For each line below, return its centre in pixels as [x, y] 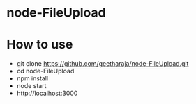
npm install [32, 78]
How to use [40, 45]
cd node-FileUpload [45, 71]
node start [31, 86]
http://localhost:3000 [47, 93]
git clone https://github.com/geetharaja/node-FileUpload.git [103, 64]
